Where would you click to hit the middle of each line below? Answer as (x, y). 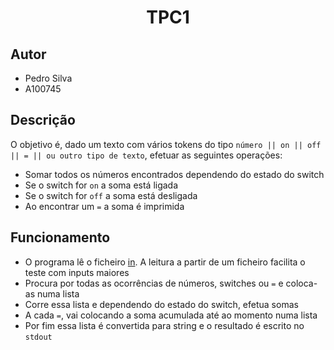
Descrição (43, 120)
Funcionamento (60, 237)
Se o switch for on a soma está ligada (101, 185)
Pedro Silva (48, 78)
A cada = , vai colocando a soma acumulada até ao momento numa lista (171, 315)
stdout (38, 337)
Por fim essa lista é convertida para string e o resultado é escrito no (164, 325)
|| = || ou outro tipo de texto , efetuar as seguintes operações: (146, 155)
